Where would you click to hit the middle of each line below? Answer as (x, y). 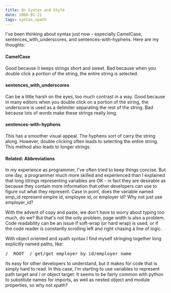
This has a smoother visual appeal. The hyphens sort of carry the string (80, 136)
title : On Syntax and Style (35, 10)
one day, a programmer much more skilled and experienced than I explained (85, 175)
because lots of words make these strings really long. (61, 112)
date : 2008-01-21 (24, 15)
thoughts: (15, 45)
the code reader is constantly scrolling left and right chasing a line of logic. (83, 229)
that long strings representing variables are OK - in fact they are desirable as (85, 181)
